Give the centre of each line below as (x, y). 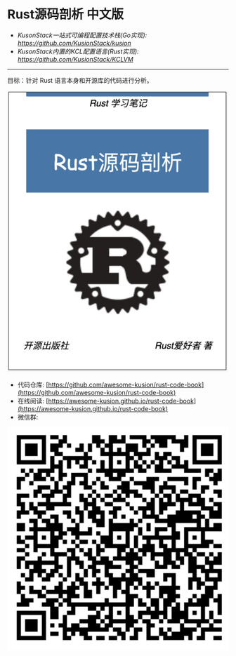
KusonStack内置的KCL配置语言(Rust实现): (78, 51)
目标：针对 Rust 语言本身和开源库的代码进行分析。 (80, 80)
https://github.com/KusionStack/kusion (74, 43)
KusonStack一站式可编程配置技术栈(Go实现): (82, 35)
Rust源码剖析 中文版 (66, 14)
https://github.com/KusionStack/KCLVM (75, 59)
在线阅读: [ (33, 401)
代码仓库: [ (33, 385)
